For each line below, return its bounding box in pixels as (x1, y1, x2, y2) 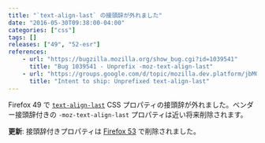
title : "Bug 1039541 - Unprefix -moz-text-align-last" (28, 63, 214, 71)
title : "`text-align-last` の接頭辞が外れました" (8, 11, 163, 20)
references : (8, 48, 47, 56)
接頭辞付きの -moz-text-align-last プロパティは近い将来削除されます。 (14, 109, 248, 119)
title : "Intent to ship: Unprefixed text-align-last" (28, 77, 211, 85)
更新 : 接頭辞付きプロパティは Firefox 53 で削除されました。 (8, 126, 201, 136)
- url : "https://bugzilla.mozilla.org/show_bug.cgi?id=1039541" (22, 56, 238, 64)
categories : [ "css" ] (8, 26, 77, 34)
